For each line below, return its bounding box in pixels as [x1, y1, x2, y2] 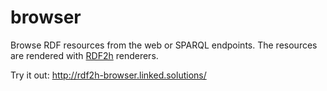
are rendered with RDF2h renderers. [10, 49, 159, 61]
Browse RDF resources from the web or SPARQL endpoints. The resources [10, 39, 318, 51]
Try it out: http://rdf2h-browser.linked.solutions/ [10, 69, 207, 81]
